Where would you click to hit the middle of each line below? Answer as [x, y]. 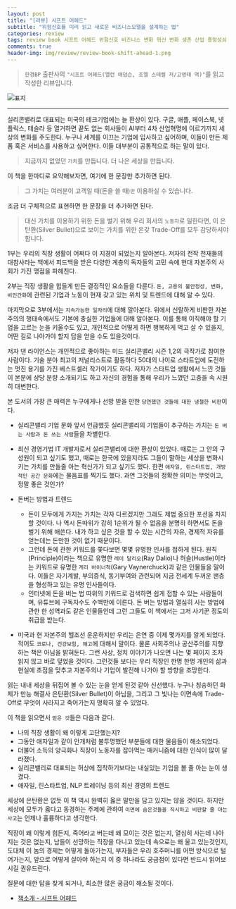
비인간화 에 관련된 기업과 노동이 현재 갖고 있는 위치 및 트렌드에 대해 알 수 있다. [111, 295]
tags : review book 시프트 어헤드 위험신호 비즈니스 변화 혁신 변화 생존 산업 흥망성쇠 [117, 40]
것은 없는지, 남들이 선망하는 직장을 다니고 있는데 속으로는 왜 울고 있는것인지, [124, 841]
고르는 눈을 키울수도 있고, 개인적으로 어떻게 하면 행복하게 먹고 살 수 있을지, [122, 327]
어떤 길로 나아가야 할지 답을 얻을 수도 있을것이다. [74, 336]
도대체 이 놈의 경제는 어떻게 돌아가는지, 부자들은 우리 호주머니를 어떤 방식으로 [113, 851]
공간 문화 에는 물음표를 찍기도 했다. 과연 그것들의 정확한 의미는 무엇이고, [127, 475]
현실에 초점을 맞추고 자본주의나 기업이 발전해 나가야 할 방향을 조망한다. [114, 669]
